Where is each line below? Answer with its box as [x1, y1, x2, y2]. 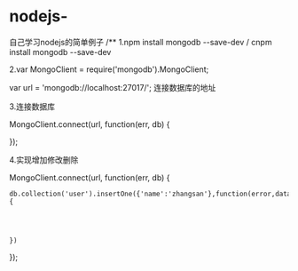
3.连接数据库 [9, 100, 56, 112]
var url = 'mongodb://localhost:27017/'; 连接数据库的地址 [9, 82, 216, 92]
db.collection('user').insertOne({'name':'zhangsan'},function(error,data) [9, 189, 295, 198]
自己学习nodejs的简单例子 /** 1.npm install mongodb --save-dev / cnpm [9, 36, 272, 47]
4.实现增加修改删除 [9, 154, 79, 165]
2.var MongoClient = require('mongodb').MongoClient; [9, 64, 209, 75]
